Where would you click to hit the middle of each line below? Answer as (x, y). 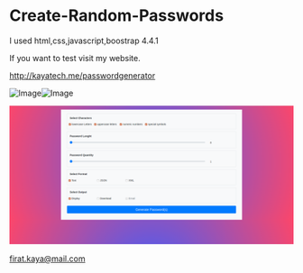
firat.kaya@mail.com (47, 259)
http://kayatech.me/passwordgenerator (83, 75)
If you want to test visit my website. (75, 58)
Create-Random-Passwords (116, 16)
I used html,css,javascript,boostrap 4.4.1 (84, 41)
